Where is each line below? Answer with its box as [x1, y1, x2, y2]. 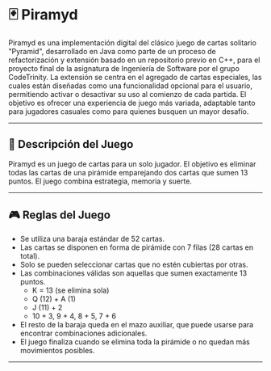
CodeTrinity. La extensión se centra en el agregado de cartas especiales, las [8, 72, 262, 82]
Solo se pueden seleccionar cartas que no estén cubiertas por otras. [19, 259, 248, 269]
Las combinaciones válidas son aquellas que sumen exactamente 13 [19, 268, 248, 278]
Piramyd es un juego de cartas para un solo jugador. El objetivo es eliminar [8, 158, 256, 169]
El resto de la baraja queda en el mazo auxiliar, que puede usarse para [19, 319, 254, 329]
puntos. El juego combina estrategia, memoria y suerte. [8, 176, 192, 186]
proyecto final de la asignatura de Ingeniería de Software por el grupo [8, 63, 240, 73]
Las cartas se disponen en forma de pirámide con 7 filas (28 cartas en [19, 242, 254, 252]
